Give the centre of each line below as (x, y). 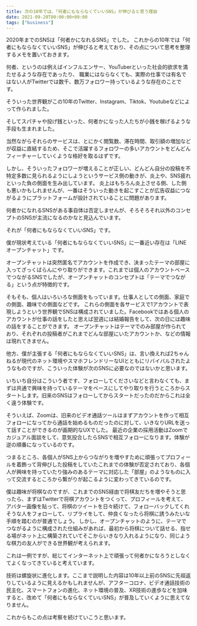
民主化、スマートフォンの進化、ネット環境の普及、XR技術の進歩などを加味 (97, 590)
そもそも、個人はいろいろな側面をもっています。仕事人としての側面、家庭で (98, 297)
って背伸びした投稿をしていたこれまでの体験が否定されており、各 (106, 464)
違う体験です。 (29, 403)
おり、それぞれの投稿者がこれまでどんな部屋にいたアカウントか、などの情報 (98, 334)
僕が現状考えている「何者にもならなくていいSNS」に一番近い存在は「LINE (96, 243)
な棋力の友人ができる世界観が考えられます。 (60, 543)
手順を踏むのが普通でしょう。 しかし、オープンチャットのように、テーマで (96, 521)
